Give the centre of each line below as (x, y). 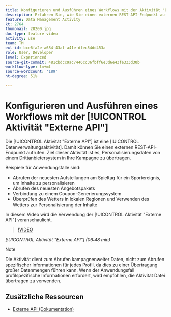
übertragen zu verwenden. (33, 281)
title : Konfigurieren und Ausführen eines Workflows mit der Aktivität (83, 10)
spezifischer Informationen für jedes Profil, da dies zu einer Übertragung (81, 265)
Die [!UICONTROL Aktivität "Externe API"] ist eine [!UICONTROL (72, 141)
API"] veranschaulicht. (29, 220)
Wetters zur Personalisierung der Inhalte (55, 205)
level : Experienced (26, 57)
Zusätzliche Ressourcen (45, 297)
